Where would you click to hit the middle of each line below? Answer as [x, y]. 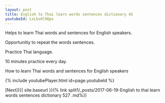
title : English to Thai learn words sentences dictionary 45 [69, 14]
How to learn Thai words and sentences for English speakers [67, 71]
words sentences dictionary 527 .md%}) [46, 95]
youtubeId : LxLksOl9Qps [30, 19]
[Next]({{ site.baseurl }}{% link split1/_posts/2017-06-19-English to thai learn [83, 90]
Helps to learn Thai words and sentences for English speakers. [69, 33]
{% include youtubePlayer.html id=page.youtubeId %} [60, 81]
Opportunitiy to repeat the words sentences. [50, 42]
